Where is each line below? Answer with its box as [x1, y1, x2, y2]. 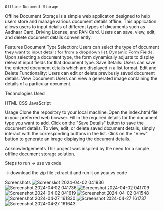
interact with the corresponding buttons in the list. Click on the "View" [5, 131, 148, 136]
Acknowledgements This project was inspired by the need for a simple [5, 146, 149, 151]
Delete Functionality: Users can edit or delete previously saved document [5, 70, 155, 76]
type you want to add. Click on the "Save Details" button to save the [5, 120, 144, 126]
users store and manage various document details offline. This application [5, 18, 157, 24]
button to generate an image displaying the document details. [5, 136, 131, 142]
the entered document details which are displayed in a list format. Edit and [5, 65, 157, 71]
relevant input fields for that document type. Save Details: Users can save [5, 60, 156, 65]
